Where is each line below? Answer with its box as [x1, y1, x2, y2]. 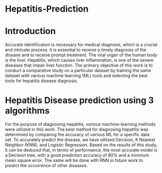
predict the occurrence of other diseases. [5, 163, 88, 169]
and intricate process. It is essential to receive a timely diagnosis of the [5, 47, 147, 53]
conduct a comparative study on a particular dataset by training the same [5, 68, 151, 73]
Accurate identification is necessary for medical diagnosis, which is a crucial [5, 42, 158, 48]
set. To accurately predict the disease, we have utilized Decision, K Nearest [5, 137, 156, 143]
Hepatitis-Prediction [5, 3, 88, 15]
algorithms [5, 105, 50, 116]
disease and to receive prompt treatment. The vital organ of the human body [5, 52, 158, 58]
